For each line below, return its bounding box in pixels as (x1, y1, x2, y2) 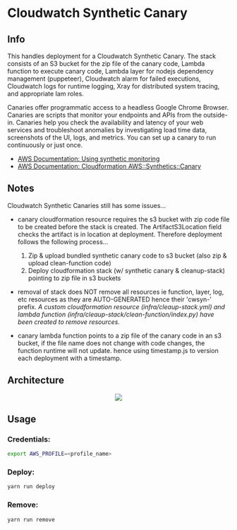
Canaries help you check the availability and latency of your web (16, 118, 204, 127)
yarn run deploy (7, 483, 55, 490)
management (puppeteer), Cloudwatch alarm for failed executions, (7, 74, 201, 83)
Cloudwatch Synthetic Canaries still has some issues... (7, 201, 166, 209)
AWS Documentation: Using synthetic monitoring (17, 154, 160, 163)
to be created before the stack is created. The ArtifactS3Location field (17, 222, 222, 231)
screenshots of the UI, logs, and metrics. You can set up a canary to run (7, 133, 217, 142)
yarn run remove (7, 516, 55, 523)
